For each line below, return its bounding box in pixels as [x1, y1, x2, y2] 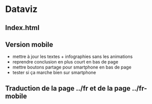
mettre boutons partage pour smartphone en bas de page [12, 64, 131, 70]
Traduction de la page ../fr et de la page [5, 84, 131, 92]
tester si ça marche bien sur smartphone [12, 69, 96, 75]
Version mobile [5, 40, 53, 48]
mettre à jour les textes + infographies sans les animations [12, 53, 133, 59]
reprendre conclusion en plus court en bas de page [12, 59, 118, 65]
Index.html [5, 23, 40, 32]
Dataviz [5, 3, 38, 15]
